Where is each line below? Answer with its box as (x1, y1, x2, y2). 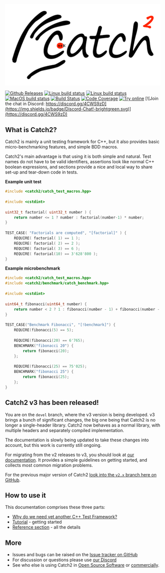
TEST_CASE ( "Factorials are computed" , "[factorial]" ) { (5, 231, 127, 236)
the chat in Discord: (5, 101, 45, 107)
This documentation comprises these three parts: (5, 504, 105, 510)
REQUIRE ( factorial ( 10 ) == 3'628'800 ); (14, 251, 98, 256)
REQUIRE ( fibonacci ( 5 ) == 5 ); (14, 327, 74, 333)
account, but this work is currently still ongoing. (5, 442, 102, 448)
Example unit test (5, 179, 42, 185)
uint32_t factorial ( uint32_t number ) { (5, 210, 92, 215)
